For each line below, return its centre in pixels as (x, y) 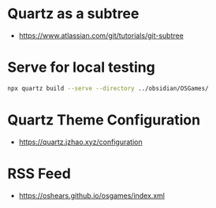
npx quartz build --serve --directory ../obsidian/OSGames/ (108, 88)
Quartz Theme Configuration (104, 120)
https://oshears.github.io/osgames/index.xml (91, 195)
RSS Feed (39, 173)
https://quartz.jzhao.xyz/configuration (80, 142)
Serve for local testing (81, 67)
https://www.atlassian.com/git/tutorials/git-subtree (101, 35)
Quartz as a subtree (73, 14)
